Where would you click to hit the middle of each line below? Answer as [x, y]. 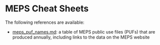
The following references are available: [45, 22]
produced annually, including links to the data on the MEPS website [81, 37]
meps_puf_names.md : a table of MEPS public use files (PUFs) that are [84, 32]
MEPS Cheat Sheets [47, 9]
